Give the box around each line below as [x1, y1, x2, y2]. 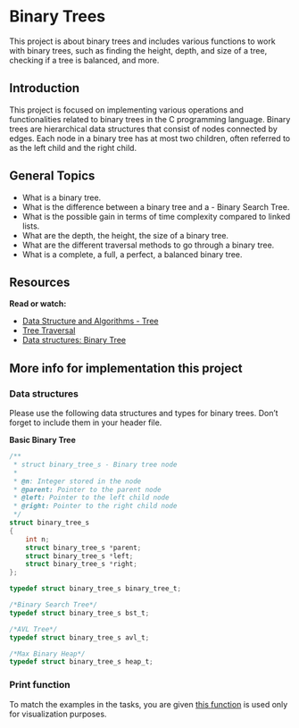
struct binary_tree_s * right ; [25, 560, 138, 569]
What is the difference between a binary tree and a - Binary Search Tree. [21, 201, 290, 212]
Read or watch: [9, 298, 67, 309]
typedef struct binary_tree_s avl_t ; [9, 632, 150, 642]
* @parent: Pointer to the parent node [12, 485, 162, 494]
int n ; [25, 534, 50, 544]
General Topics [9, 168, 96, 184]
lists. [21, 221, 40, 231]
